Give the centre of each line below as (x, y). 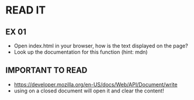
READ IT (26, 10)
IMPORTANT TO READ (46, 70)
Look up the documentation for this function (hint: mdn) (81, 52)
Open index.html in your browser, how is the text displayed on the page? (101, 46)
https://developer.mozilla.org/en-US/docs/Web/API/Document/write (96, 84)
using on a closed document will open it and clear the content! (89, 91)
